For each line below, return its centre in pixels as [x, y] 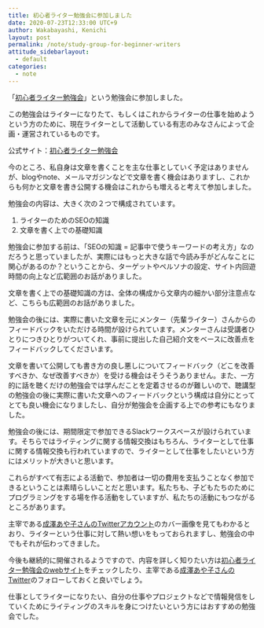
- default [31, 60]
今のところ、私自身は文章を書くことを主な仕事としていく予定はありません [128, 167]
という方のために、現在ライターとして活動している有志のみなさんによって [128, 123]
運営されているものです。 [63, 134]
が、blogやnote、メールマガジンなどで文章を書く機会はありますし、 [119, 177]
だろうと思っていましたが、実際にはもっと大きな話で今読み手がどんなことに [132, 256]
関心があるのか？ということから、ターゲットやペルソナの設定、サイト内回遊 [132, 266]
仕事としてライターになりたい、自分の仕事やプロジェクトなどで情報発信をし [132, 596]
